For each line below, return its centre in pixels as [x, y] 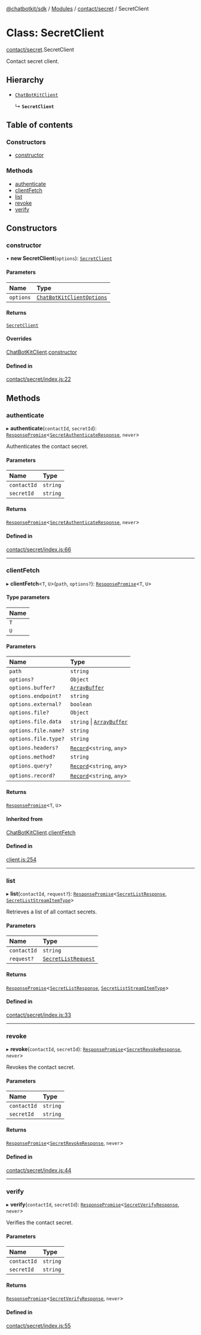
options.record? [32, 776]
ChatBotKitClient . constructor [42, 352]
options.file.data [35, 722]
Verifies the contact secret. [39, 1222]
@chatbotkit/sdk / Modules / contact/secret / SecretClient [77, 9]
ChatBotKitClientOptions [72, 297]
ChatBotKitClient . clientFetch [41, 832]
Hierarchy [25, 80]
